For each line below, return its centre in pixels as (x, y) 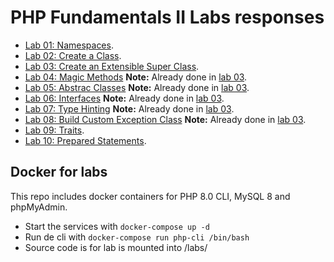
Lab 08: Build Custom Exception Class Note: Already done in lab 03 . (165, 119)
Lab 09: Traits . (54, 130)
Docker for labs (59, 172)
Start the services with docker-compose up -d (117, 226)
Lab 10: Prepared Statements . (85, 140)
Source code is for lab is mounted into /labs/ (116, 247)
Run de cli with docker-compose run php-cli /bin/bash (137, 237)
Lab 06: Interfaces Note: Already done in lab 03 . (124, 98)
